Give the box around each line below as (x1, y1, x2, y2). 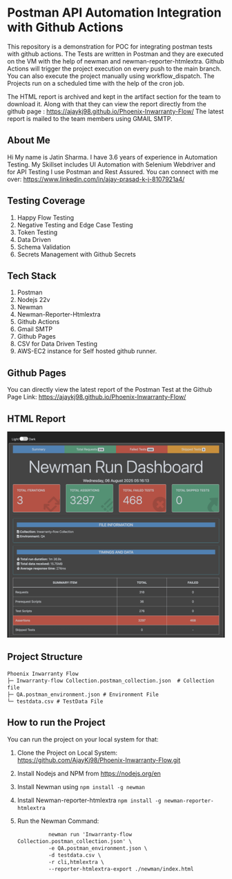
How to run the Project (7, 717, 106, 728)
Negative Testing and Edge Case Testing (17, 220, 133, 229)
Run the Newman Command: (17, 817, 99, 825)
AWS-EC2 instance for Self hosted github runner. (17, 347, 157, 355)
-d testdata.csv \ (48, 851, 101, 858)
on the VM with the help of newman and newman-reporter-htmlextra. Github (7, 57, 224, 65)
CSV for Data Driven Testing (17, 340, 98, 348)
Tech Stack (7, 270, 57, 281)
